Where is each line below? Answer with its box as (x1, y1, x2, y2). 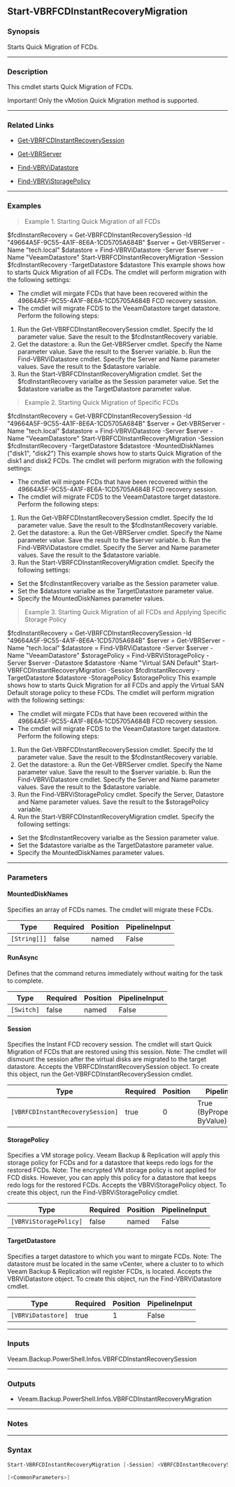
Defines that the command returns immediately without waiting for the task (7, 969, 223, 977)
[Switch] (10, 1006, 40, 1014)
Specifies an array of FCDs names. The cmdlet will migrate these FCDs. (7, 905, 214, 914)
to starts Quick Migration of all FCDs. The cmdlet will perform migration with (7, 268, 227, 276)
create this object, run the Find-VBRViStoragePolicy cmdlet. (7, 1188, 180, 1197)
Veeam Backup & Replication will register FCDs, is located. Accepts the (7, 1267, 212, 1275)
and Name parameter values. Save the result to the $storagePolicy (17, 798, 209, 806)
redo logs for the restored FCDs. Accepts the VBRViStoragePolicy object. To (7, 1181, 227, 1190)
